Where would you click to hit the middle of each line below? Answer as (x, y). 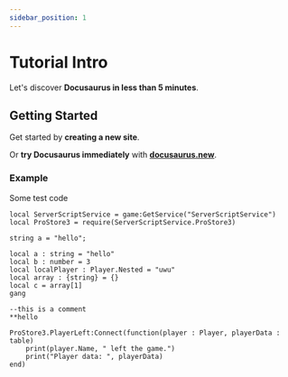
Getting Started (54, 115)
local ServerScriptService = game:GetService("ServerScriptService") (143, 214)
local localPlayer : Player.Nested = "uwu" (93, 270)
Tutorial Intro (59, 62)
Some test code (39, 198)
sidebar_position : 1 (48, 18)
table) (22, 340)
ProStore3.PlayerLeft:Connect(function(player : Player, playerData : (145, 333)
